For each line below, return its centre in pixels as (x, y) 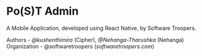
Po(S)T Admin (43, 11)
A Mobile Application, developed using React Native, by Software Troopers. (101, 28)
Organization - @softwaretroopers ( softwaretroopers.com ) (80, 46)
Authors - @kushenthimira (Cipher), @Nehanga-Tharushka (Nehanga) (95, 40)
